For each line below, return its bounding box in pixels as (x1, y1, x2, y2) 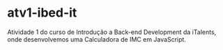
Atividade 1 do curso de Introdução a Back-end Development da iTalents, (7, 28, 217, 36)
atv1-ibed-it (7, 5, 77, 21)
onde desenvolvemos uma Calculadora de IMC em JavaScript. (7, 35, 187, 43)
